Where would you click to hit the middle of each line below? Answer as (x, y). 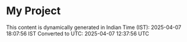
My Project (33, 11)
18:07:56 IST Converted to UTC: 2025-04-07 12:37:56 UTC (78, 33)
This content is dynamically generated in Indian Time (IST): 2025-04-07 (94, 27)
